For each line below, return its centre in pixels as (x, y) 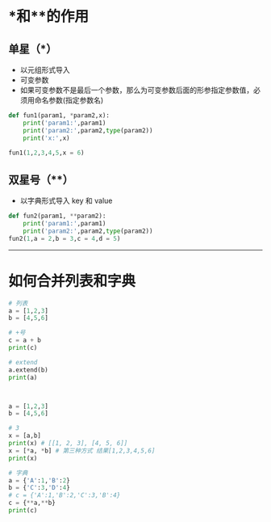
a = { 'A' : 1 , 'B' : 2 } (39, 480)
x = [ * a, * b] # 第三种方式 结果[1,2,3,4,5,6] (82, 450)
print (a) (23, 377)
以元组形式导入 (45, 70)
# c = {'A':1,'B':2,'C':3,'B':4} (65, 495)
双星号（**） (41, 180)
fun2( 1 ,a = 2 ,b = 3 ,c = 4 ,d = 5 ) (65, 238)
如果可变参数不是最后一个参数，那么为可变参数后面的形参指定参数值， (137, 90)
